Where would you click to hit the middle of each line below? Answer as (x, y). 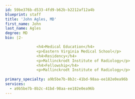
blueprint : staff (23, 14)
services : (15, 84)
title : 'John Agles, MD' (31, 19)
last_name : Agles (23, 28)
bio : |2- (14, 38)
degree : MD (16, 33)
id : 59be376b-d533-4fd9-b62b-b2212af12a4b (50, 10)
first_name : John (23, 24)
